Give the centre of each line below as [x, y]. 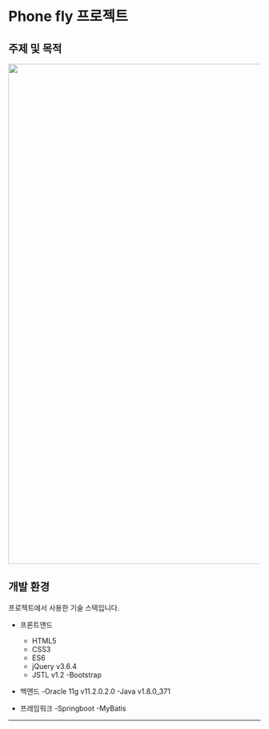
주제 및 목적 [35, 48]
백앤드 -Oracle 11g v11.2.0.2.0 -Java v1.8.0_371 [95, 691]
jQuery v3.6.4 [54, 666]
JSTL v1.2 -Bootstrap [66, 675]
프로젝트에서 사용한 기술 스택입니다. [64, 607]
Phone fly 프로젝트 [68, 16]
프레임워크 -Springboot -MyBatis [73, 708]
